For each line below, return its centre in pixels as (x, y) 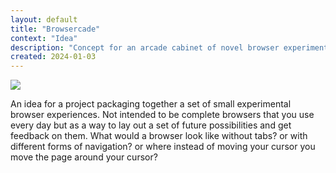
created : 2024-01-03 (53, 57)
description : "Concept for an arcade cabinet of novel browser (145, 47)
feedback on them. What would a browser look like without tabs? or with (159, 136)
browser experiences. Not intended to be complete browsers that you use (162, 115)
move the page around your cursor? (84, 157)
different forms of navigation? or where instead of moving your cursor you (163, 147)
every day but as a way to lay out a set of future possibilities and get (151, 125)
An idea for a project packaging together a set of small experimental (151, 104)
